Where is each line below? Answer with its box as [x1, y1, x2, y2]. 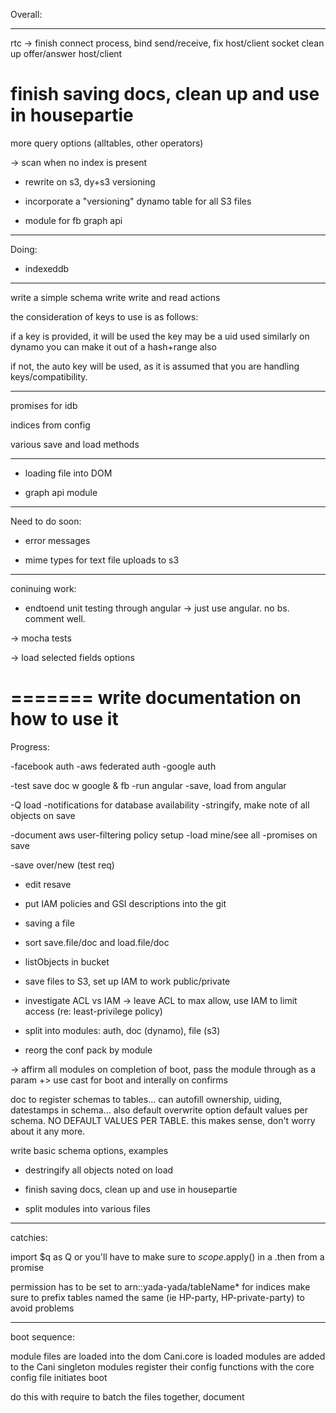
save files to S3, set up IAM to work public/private [24, 975, 231, 987]
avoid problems [10, 1302, 75, 1314]
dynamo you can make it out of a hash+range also [10, 340, 217, 353]
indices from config [10, 419, 91, 431]
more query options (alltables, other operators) [10, 137, 204, 149]
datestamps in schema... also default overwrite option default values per [10, 1104, 308, 1116]
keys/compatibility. [10, 370, 88, 383]
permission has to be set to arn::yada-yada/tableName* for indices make [10, 1280, 311, 1293]
